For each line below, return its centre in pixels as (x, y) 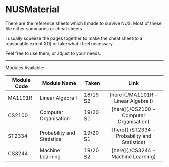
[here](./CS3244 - (134, 150)
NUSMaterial (32, 9)
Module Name (59, 83)
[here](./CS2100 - (134, 109)
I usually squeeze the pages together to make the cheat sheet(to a (74, 38)
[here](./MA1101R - (134, 95)
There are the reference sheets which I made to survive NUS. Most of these (83, 23)
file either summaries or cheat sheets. (45, 28)
